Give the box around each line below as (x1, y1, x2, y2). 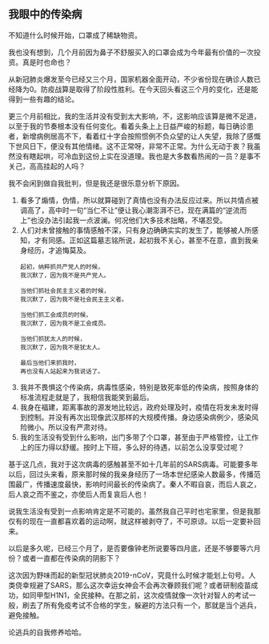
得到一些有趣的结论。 (8, 94, 78, 104)
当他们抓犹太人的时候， (19, 334, 86, 342)
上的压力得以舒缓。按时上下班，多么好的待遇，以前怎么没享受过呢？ (19, 442, 245, 452)
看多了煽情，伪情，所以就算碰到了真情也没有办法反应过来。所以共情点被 (19, 195, 259, 205)
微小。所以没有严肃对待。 (26, 422, 112, 432)
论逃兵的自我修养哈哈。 (8, 627, 86, 637)
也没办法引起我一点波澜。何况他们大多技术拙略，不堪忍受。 (30, 215, 227, 225)
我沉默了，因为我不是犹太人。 (19, 343, 104, 351)
